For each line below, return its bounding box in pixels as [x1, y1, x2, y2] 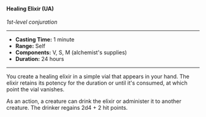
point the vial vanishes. [6, 86, 65, 93]
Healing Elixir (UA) [6, 5, 54, 12]
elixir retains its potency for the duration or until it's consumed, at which [6, 79, 188, 87]
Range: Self [15, 43, 46, 50]
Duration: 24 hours [15, 55, 64, 63]
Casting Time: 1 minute [15, 36, 75, 43]
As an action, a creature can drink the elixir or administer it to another [6, 97, 182, 105]
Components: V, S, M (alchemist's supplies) [15, 49, 128, 56]
